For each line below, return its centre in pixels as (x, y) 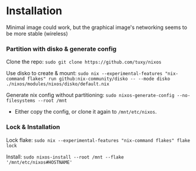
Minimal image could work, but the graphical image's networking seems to (97, 27)
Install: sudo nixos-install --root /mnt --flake (65, 157)
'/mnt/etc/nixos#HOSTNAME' (39, 162)
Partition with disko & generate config (61, 49)
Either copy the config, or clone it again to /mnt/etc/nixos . (86, 112)
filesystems (21, 101)
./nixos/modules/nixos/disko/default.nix (58, 84)
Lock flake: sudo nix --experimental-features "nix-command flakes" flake (98, 140)
